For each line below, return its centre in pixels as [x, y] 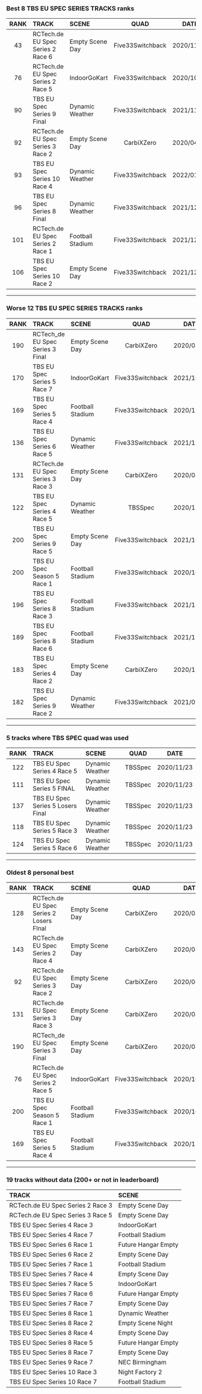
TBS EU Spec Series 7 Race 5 [51, 1284]
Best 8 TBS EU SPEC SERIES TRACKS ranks [70, 8]
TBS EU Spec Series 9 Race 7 [51, 1363]
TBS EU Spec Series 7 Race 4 [51, 1274]
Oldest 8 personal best [40, 872]
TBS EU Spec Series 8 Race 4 [51, 1333]
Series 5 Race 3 [55, 831]
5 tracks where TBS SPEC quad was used [68, 738]
